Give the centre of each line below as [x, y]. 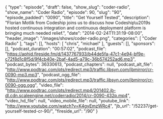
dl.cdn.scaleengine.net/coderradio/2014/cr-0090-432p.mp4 [66, 95]
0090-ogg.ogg [20, 85]
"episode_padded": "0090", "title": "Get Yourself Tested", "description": [78, 17]
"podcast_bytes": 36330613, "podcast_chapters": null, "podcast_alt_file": [79, 64]
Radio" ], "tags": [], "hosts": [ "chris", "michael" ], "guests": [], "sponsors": [80, 43]
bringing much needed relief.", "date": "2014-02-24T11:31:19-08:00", [74, 33]
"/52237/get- [145, 106]
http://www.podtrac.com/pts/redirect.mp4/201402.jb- [62, 90]
